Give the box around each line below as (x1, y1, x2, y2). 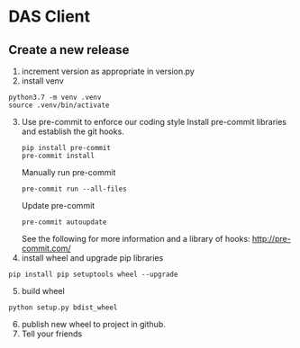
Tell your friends (21, 328, 83, 339)
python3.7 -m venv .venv (8, 93, 102, 102)
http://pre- (251, 234, 292, 244)
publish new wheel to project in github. (21, 319, 166, 329)
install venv (21, 76, 64, 86)
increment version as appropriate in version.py (21, 66, 195, 76)
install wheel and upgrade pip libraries (21, 253, 164, 263)
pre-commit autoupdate (21, 218, 107, 227)
